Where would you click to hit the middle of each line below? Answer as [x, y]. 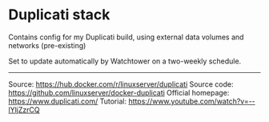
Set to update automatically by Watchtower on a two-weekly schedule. [125, 61]
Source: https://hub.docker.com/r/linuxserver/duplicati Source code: [121, 84]
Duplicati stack [59, 15]
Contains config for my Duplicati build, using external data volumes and [126, 37]
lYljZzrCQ [24, 109]
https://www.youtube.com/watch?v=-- [192, 101]
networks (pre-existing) [47, 45]
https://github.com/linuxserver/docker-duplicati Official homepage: [119, 92]
